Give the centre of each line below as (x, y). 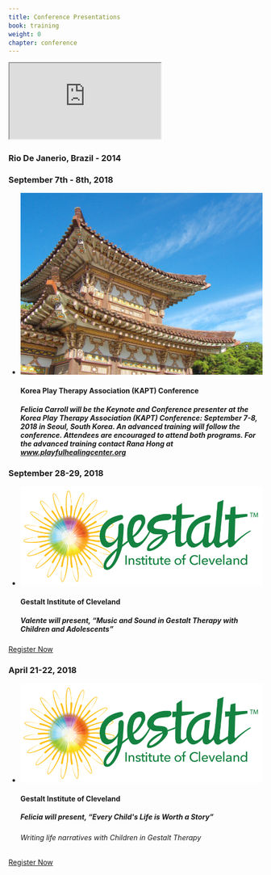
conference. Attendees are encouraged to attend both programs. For (138, 435)
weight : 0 (25, 34)
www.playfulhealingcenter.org (73, 452)
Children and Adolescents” (67, 629)
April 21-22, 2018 (43, 670)
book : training (34, 25)
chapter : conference (43, 43)
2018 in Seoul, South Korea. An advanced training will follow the (130, 426)
